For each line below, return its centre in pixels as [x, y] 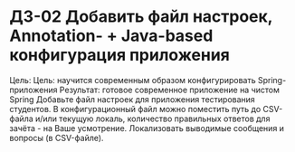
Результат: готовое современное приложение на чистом [170, 90]
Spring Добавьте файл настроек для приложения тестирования [132, 99]
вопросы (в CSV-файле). [57, 138]
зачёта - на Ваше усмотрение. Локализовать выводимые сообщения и [147, 128]
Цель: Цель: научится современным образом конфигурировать [133, 80]
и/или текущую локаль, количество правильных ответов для [152, 119]
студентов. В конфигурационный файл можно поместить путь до [135, 109]
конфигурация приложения [120, 55]
